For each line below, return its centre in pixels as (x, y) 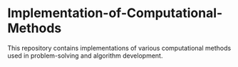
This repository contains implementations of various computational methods (119, 48)
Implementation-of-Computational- (115, 13)
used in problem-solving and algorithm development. (85, 56)
